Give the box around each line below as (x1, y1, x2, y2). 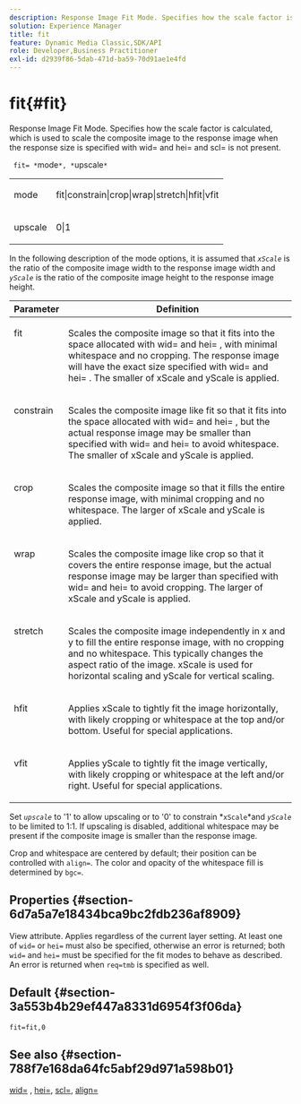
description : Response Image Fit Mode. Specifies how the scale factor (9, 13, 282, 22)
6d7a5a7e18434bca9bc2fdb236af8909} (9, 907, 242, 922)
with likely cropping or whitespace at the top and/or (67, 713, 285, 726)
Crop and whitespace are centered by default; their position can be (9, 848, 257, 858)
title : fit (9, 30, 50, 39)
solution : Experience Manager (9, 22, 123, 30)
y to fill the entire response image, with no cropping (67, 635, 285, 648)
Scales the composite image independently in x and (67, 625, 286, 637)
